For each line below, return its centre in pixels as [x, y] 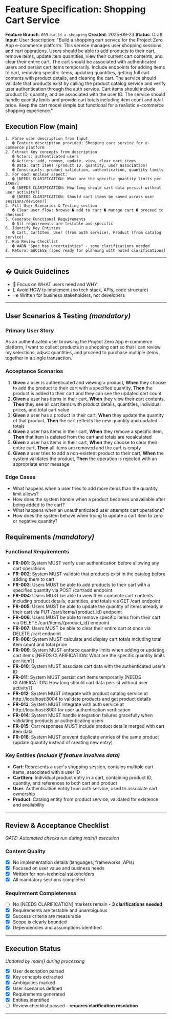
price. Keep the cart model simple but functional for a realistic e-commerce [85, 105]
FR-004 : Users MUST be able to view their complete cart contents [83, 595]
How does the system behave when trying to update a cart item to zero [88, 515]
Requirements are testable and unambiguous [60, 910]
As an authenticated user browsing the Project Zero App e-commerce [79, 342]
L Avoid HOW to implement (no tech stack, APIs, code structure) [80, 290]
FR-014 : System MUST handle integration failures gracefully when [83, 715]
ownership [24, 794]
